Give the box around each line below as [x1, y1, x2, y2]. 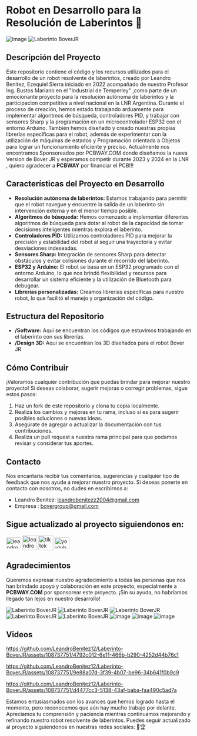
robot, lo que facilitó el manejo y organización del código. [14, 295, 154, 302]
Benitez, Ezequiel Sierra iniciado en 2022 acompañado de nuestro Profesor [6, 81, 189, 88]
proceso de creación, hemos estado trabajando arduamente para [6, 105, 164, 112]
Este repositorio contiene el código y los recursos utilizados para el [6, 68, 169, 75]
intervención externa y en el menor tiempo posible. [14, 207, 138, 214]
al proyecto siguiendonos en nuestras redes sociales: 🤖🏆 [6, 724, 146, 731]
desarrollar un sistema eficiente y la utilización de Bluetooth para [14, 276, 172, 283]
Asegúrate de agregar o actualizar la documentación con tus [14, 421, 162, 428]
